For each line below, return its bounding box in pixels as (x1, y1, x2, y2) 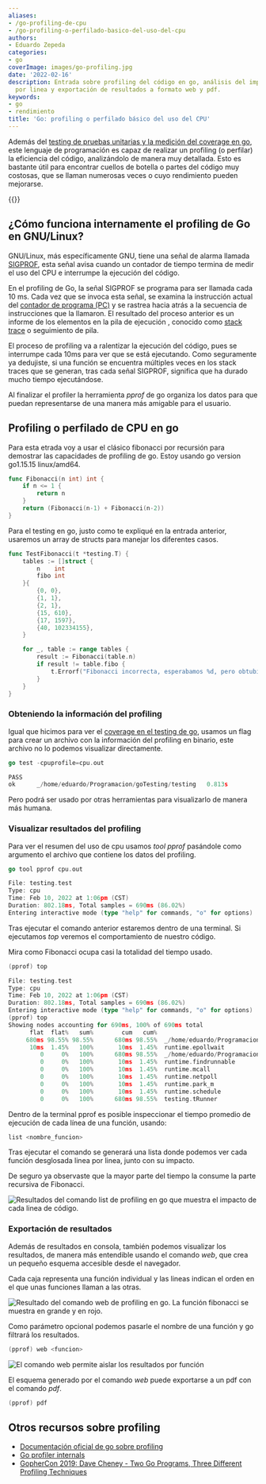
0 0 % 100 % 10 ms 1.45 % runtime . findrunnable (40, 1058, 236, 1066)
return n (36, 489, 66, 497)
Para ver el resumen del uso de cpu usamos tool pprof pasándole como (8, 841, 241, 851)
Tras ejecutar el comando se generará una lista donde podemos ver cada (8, 1147, 248, 1157)
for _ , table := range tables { (22, 645, 129, 654)
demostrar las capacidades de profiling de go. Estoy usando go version (8, 450, 241, 461)
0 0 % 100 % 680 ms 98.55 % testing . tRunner (40, 1095, 218, 1103)
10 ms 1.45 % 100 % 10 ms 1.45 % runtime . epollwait (28, 1043, 225, 1051)
